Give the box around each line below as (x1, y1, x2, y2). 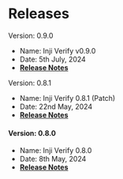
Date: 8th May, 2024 (19, 155, 87, 164)
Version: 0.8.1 (8, 78, 51, 88)
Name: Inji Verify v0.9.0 (19, 46, 96, 55)
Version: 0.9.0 (8, 31, 54, 40)
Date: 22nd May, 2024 (19, 102, 93, 111)
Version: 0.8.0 (8, 128, 57, 138)
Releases (8, 5, 69, 23)
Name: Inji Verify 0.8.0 (19, 146, 92, 155)
